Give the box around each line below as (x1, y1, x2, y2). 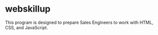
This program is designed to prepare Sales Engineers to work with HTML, (5, 19, 154, 25)
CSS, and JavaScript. (5, 24, 48, 30)
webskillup (5, 3, 51, 15)
